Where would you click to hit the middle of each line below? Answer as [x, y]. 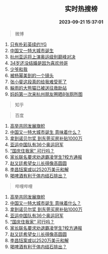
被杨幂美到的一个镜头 [32, 75]
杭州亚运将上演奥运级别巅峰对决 [43, 57]
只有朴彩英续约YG [28, 44]
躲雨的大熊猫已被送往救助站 [38, 88]
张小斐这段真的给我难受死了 [38, 82]
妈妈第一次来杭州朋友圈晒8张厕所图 [46, 94]
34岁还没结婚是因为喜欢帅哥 [39, 63]
